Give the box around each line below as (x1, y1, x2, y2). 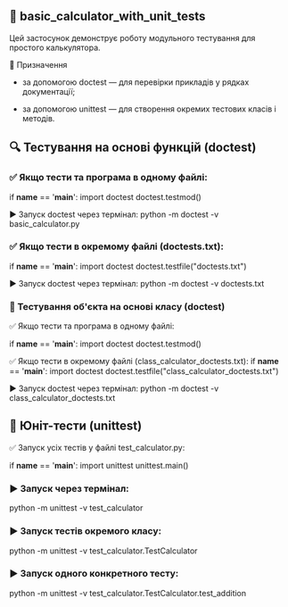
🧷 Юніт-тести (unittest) (9, 419, 143, 434)
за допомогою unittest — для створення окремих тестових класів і (21, 104, 276, 114)
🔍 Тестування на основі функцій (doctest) (9, 140, 257, 155)
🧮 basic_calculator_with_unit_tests (9, 9, 206, 24)
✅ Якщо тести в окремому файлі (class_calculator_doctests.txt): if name (9, 356, 279, 367)
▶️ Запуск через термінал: (9, 482, 129, 495)
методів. (21, 112, 55, 123)
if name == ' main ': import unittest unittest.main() (9, 460, 189, 470)
